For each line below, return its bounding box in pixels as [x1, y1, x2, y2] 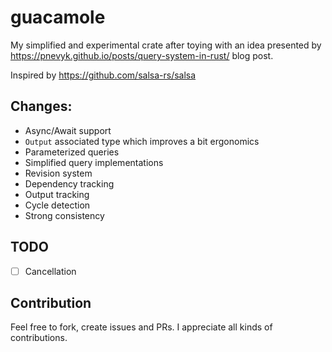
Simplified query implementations [24, 156, 164, 168]
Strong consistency [24, 209, 105, 221]
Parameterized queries [24, 146, 120, 158]
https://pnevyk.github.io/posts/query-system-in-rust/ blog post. [10, 49, 274, 61]
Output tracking [24, 188, 90, 200]
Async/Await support [24, 124, 112, 136]
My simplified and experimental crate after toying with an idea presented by [10, 39, 322, 51]
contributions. [10, 332, 68, 344]
